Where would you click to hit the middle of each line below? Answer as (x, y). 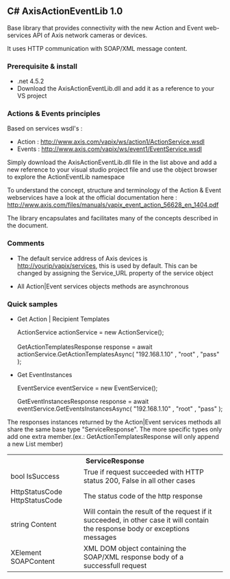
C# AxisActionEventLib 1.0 (65, 11)
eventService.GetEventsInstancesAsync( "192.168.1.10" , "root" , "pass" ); (120, 409)
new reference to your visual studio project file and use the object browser (112, 170)
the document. (28, 225)
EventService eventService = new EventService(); (87, 388)
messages (100, 537)
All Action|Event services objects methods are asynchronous (103, 286)
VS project (32, 96)
